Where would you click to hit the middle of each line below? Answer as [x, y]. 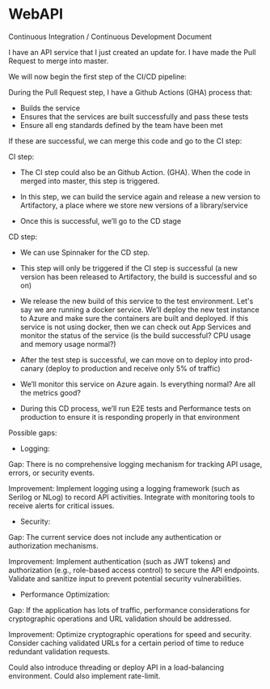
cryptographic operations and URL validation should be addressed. [120, 618]
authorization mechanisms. [53, 546]
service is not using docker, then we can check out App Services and [135, 327]
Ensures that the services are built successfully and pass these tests [134, 116]
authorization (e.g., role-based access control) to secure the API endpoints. [134, 570]
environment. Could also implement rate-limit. [84, 676]
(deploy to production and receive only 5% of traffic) [133, 368]
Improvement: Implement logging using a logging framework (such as [124, 488]
